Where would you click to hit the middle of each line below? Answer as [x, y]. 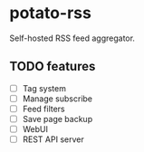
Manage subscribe [58, 99]
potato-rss [51, 13]
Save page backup [58, 119]
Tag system [44, 88]
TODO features [53, 66]
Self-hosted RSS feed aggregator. [72, 38]
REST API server [53, 139]
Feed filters [43, 109]
